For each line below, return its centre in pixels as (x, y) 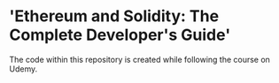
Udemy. (23, 69)
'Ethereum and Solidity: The (114, 16)
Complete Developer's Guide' (120, 35)
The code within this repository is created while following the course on (139, 59)
